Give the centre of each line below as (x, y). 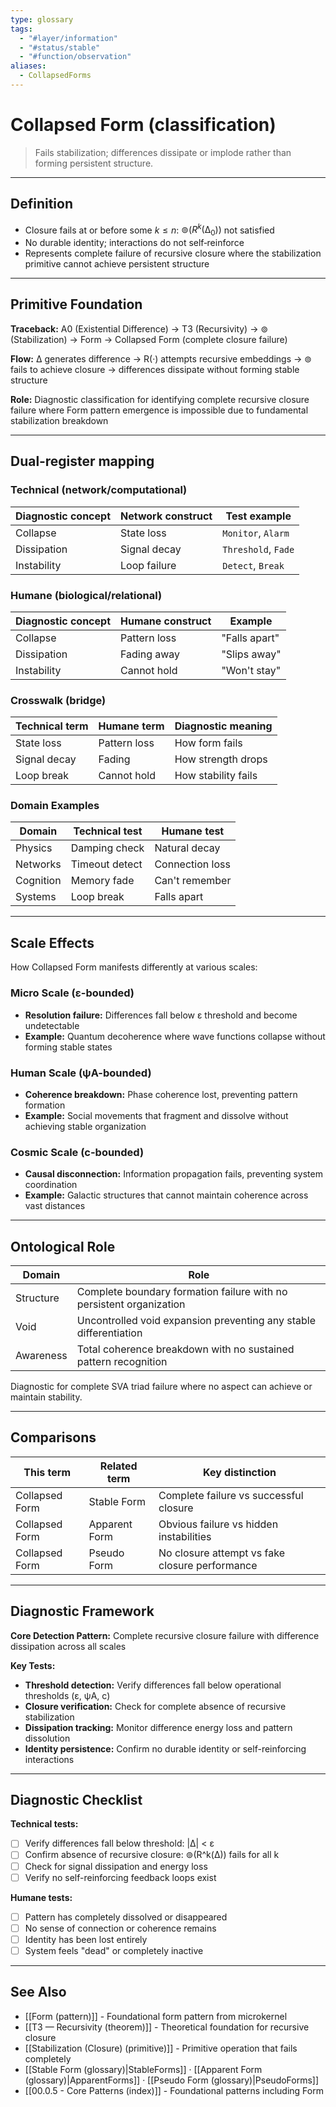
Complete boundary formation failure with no (182, 1291)
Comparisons (53, 1437)
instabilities (185, 1536)
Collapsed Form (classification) (143, 125)
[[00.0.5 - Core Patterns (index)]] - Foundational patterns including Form (174, 2090)
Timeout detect (106, 864)
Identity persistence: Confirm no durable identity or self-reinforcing (165, 1748)
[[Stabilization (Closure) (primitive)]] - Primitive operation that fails (161, 2048)
